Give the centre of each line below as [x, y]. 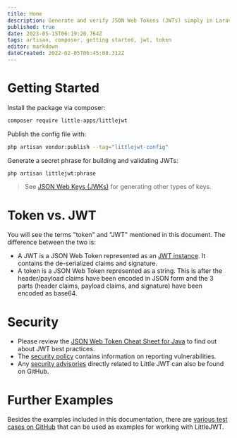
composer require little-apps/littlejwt [68, 121]
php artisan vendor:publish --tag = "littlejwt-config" [88, 147]
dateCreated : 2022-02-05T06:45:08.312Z [66, 54]
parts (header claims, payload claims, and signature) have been [110, 286]
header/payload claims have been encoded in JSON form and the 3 [115, 279]
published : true [31, 27]
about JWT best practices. [56, 349]
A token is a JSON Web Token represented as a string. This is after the [120, 271]
